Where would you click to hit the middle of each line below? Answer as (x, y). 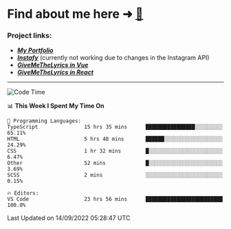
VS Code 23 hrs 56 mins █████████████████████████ (115, 199)
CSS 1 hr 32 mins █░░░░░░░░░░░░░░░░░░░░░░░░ (115, 151)
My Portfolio (35, 50)
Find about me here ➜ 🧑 (75, 14)
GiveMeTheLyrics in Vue (53, 65)
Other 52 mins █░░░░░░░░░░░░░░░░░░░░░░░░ (115, 163)
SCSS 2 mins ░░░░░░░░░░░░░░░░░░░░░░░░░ (115, 175)
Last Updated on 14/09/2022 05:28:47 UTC (69, 218)
